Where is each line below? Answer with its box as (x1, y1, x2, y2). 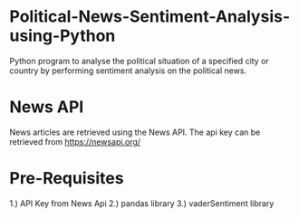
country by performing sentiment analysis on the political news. (9, 65, 247, 76)
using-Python (9, 25, 116, 46)
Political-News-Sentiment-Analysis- (9, 6, 291, 27)
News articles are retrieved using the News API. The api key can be (9, 127, 261, 137)
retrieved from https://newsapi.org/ (9, 136, 141, 147)
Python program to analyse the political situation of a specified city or (9, 55, 269, 66)
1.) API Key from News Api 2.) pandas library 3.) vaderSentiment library (9, 197, 275, 209)
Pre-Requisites (9, 168, 124, 189)
